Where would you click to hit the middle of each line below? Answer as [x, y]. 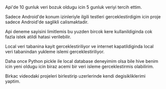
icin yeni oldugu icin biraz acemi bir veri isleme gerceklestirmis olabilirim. [80, 67]
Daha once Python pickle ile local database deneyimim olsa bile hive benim [82, 61]
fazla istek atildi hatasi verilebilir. [38, 37]
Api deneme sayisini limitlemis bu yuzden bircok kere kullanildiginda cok [79, 31]
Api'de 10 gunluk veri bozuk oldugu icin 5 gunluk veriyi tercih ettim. [74, 7]
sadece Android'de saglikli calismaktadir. [47, 22]
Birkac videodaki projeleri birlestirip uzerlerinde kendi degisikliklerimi [75, 76]
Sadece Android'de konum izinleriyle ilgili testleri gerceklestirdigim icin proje [83, 17]
